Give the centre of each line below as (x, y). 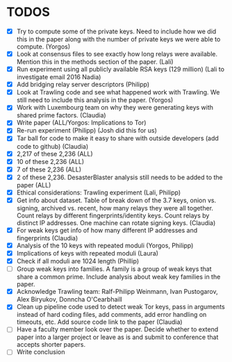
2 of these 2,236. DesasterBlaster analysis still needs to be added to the (119, 177)
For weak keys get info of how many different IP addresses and (107, 230)
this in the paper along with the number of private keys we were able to (118, 39)
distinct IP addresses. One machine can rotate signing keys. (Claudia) (116, 222)
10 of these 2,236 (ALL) (50, 161)
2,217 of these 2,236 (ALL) (55, 154)
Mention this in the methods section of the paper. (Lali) (95, 62)
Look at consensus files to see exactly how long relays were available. (117, 54)
